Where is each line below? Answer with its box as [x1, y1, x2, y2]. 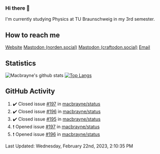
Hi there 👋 [5, 5, 30, 12]
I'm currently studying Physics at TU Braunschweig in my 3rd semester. [5, 16, 155, 22]
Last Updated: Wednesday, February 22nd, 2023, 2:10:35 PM [5, 143, 134, 149]
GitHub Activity [5, 87, 55, 96]
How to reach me [5, 30, 60, 40]
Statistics [5, 59, 37, 67]
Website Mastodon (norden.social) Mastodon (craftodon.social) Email [5, 44, 150, 50]
